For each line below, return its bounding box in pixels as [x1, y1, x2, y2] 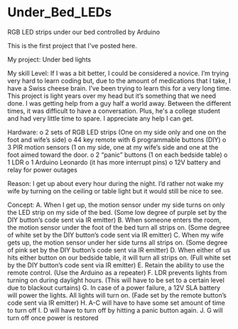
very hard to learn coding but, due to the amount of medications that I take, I [7, 76, 231, 85]
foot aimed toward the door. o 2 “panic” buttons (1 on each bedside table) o [7, 150, 228, 159]
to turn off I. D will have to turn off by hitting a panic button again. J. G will [7, 306, 223, 314]
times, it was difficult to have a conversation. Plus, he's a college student [7, 106, 220, 115]
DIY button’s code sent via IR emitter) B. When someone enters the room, [7, 216, 222, 224]
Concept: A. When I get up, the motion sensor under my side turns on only [7, 200, 225, 209]
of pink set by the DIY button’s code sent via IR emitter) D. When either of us [7, 245, 231, 254]
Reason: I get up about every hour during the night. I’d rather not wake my [7, 179, 224, 188]
